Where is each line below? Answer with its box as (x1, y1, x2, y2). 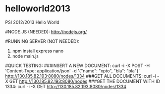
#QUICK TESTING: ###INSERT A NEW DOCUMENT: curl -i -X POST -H (5, 63, 150, 68)
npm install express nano (12, 48, 63, 54)
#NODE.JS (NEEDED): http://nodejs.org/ (5, 29, 87, 34)
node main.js (12, 53, 39, 59)
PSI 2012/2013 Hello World (5, 19, 59, 25)
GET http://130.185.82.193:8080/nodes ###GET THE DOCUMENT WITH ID (9, 78, 161, 84)
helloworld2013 (5, 3, 71, 14)
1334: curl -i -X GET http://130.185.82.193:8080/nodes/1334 (5, 83, 126, 89)
